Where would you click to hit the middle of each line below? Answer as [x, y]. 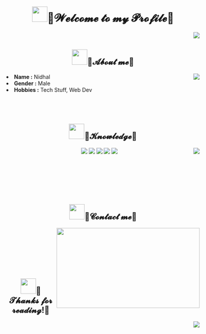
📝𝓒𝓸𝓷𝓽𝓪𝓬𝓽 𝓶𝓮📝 [111, 217]
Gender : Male [32, 83]
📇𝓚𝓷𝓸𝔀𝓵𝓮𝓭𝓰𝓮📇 [111, 136]
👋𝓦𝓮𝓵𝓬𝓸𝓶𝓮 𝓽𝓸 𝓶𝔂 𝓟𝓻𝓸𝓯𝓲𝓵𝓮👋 [111, 18]
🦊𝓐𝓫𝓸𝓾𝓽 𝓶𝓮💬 [111, 62]
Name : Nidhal [32, 77]
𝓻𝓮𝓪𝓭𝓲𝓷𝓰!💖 [31, 310]
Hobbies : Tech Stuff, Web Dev [53, 89]
